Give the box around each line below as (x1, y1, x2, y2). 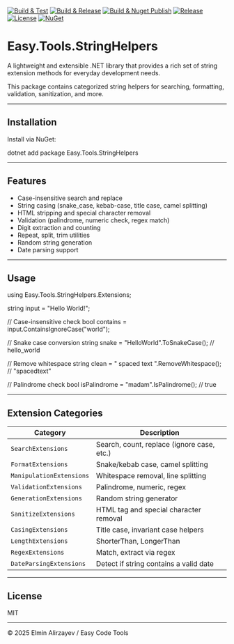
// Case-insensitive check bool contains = (7, 318, 127, 326)
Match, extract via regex (96, 548, 175, 558)
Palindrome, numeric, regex (96, 482, 187, 492)
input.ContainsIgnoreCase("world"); (7, 325, 110, 334)
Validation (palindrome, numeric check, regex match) (17, 216, 170, 224)
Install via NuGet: (7, 135, 56, 143)
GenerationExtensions (10, 495, 82, 503)
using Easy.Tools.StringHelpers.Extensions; (7, 291, 132, 299)
